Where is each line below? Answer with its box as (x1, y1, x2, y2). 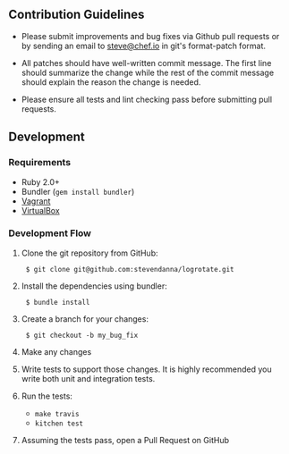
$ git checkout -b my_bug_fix (25, 331, 139, 340)
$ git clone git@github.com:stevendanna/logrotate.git (25, 265, 234, 273)
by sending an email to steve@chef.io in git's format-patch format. (21, 40, 266, 51)
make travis (34, 409, 80, 418)
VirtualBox (21, 205, 60, 215)
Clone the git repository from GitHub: (21, 248, 158, 258)
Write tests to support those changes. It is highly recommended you (21, 364, 272, 374)
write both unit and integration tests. (21, 373, 156, 383)
